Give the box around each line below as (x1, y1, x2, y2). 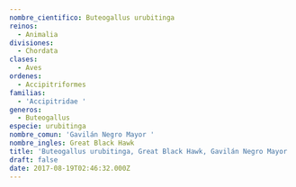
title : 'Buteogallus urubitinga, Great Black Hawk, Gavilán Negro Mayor (9, 147, 288, 156)
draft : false (9, 155, 58, 165)
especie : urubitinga (9, 122, 87, 131)
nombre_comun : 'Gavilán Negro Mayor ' (9, 130, 155, 139)
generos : (9, 105, 42, 114)
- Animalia (17, 30, 58, 39)
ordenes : (9, 72, 42, 81)
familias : (9, 88, 47, 97)
